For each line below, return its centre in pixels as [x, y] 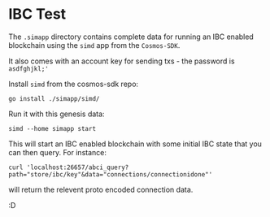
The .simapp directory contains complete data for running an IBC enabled [131, 37]
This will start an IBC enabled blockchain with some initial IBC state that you [135, 144]
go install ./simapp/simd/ [54, 98]
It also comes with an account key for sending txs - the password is [122, 61]
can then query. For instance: [58, 152]
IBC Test [37, 14]
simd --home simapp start [52, 128]
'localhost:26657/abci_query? [78, 167]
